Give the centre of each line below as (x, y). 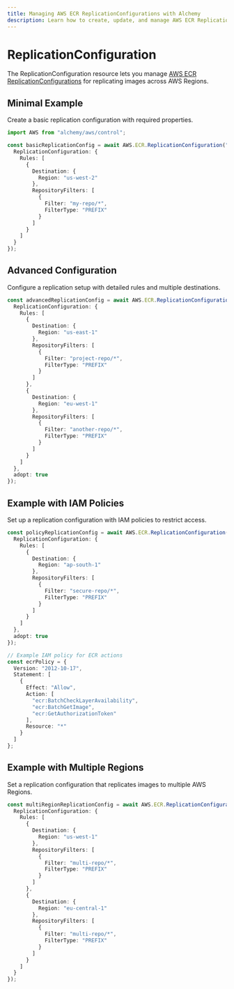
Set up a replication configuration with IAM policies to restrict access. (107, 520)
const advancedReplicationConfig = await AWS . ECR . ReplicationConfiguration (119, 300)
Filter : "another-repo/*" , (84, 430)
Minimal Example (45, 103)
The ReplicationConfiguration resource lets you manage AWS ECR (102, 74)
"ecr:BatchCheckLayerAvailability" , (85, 701)
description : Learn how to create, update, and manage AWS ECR (101, 20)
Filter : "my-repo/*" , (76, 203)
